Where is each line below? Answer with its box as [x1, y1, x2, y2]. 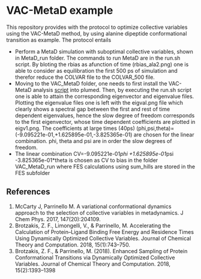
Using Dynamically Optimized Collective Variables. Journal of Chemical [14, 235, 191, 242]
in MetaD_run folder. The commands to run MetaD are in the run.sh [14, 54, 181, 61]
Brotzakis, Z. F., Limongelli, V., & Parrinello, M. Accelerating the [14, 222, 171, 229]
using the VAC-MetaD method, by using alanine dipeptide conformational [6, 29, 187, 37]
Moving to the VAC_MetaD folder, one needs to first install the [14, 79, 167, 87]
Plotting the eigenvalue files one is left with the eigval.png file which [14, 99, 183, 106]
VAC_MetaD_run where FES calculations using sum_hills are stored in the [14, 163, 196, 170]
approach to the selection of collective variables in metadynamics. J [14, 209, 184, 216]
